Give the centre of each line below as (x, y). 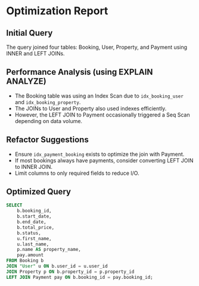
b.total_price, (36, 227)
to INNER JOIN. (33, 166)
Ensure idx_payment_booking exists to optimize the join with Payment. (99, 154)
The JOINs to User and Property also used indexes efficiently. (91, 108)
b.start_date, (34, 216)
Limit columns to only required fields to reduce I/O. (77, 173)
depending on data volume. (48, 121)
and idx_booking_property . (48, 102)
